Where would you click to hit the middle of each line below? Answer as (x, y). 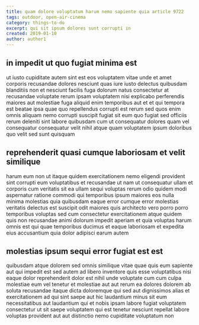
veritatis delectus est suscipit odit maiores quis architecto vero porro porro (97, 207)
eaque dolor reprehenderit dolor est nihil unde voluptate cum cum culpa (94, 278)
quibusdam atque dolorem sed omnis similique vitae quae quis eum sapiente (99, 266)
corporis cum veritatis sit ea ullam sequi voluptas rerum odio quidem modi (97, 189)
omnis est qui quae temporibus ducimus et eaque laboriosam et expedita (95, 226)
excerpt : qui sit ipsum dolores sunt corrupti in (69, 28)
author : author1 (26, 39)
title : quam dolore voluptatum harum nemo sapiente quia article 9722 (95, 12)
